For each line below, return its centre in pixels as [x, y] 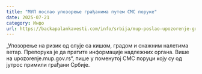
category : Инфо [25, 23]
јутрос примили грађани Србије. [48, 65]
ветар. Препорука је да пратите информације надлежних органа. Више [98, 52]
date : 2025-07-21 [28, 17]
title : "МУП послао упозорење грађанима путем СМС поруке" [82, 12]
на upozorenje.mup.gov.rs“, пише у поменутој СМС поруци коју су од [94, 58]
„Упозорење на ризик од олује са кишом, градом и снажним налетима [97, 46]
